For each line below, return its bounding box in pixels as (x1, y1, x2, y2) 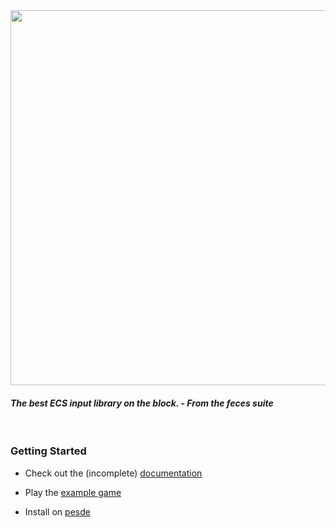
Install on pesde (24, 505, 91, 518)
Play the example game (24, 486, 122, 498)
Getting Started (10, 444, 87, 458)
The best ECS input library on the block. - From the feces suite (10, 397, 274, 409)
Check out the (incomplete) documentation (24, 467, 203, 479)
